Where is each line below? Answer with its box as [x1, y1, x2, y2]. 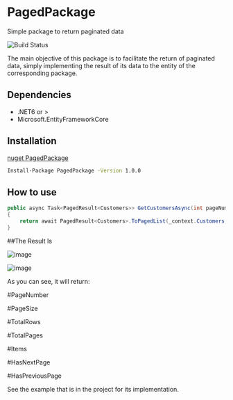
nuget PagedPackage [7, 154, 69, 162]
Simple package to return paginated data [7, 27, 124, 35]
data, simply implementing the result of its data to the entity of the [7, 61, 196, 70]
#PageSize [7, 304, 38, 312]
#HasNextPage [7, 358, 51, 366]
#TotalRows [7, 317, 41, 326]
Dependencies [7, 89, 71, 101]
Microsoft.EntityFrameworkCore [17, 115, 109, 123]
